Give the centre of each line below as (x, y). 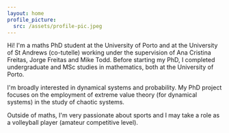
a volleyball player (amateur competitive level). (73, 123)
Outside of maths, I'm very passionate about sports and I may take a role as (113, 115)
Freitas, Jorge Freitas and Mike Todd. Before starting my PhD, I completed (111, 60)
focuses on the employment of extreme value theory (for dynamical (102, 95)
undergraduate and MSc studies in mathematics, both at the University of (110, 67)
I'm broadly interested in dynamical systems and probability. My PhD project (114, 88)
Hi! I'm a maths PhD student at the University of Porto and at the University (112, 46)
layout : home (26, 13)
